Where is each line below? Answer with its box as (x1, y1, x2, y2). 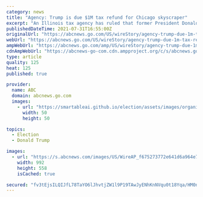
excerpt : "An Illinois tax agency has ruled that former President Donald (6, 20, 199, 26)
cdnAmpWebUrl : (6, 48, 42, 54)
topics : (6, 126, 26, 132)
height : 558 (17, 165, 47, 171)
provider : (6, 82, 31, 88)
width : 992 (17, 160, 45, 166)
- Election (11, 132, 39, 138)
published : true (6, 71, 47, 77)
